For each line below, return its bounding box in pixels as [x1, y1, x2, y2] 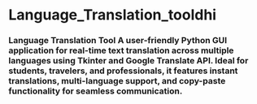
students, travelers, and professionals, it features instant [8, 65, 238, 76]
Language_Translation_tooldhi [8, 6, 217, 24]
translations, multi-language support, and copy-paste [8, 76, 226, 87]
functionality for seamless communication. [8, 85, 183, 97]
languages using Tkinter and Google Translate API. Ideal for [8, 55, 249, 67]
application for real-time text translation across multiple [8, 45, 234, 56]
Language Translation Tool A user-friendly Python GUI [8, 35, 228, 46]
